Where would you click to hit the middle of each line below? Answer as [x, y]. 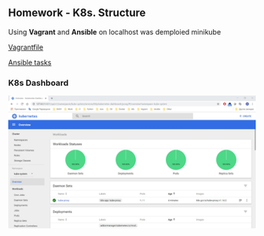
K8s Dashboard [38, 83]
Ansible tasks [30, 62]
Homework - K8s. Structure [77, 13]
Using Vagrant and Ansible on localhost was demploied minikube [115, 31]
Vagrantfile [26, 47]
